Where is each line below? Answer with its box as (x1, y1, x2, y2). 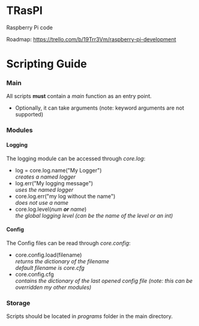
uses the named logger (15, 186, 74, 193)
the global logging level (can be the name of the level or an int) (15, 211, 173, 219)
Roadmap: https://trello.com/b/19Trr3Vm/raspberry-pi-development (6, 35, 176, 43)
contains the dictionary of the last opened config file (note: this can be (15, 277, 193, 284)
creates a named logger (15, 173, 76, 180)
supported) (15, 111, 44, 118)
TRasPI (6, 4, 43, 18)
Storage (6, 299, 30, 307)
